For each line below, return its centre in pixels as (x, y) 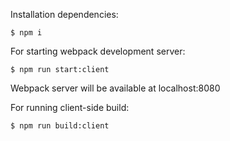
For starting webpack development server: (98, 51)
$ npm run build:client (60, 126)
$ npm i (26, 33)
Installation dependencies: (64, 14)
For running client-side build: (70, 107)
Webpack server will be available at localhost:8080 (115, 88)
